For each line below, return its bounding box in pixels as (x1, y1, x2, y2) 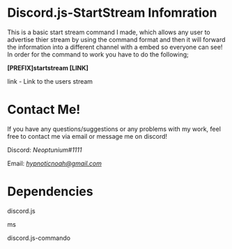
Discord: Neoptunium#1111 (7, 145, 82, 154)
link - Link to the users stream (7, 77, 93, 85)
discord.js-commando (7, 234, 71, 242)
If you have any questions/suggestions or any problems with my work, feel (7, 124, 222, 133)
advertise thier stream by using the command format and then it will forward (7, 35, 226, 43)
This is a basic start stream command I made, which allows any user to (7, 28, 210, 36)
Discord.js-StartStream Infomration (7, 5, 217, 21)
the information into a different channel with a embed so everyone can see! (7, 43, 223, 51)
